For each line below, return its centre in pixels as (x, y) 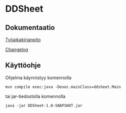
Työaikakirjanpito (23, 40)
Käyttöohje (23, 66)
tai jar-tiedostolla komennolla (35, 96)
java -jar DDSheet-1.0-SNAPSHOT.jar (44, 105)
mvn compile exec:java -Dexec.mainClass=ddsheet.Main (63, 87)
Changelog (17, 49)
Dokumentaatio (30, 28)
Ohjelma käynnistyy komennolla (38, 78)
